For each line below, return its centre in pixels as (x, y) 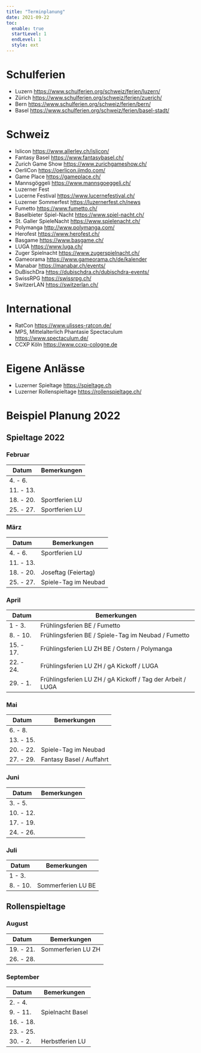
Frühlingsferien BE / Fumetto (80, 626)
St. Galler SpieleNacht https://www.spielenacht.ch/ (77, 221)
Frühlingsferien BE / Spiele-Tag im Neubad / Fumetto (115, 635)
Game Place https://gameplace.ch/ (58, 176)
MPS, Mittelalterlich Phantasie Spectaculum (68, 331)
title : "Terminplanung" (36, 12)
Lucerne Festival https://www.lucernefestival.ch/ (75, 196)
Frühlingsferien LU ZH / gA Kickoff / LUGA (99, 666)
